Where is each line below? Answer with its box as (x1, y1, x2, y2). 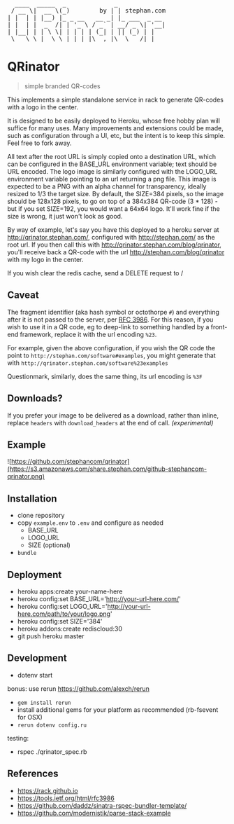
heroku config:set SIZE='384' (17, 617, 103, 625)
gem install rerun (17, 699, 71, 706)
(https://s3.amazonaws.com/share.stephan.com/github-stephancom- (7, 465, 207, 473)
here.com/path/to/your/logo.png (17, 610, 110, 618)
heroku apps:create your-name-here (17, 587, 123, 596)
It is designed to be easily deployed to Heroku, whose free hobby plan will (7, 116, 220, 125)
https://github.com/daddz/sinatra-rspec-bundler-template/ (17, 801, 187, 809)
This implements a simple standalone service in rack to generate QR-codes (7, 95, 224, 104)
